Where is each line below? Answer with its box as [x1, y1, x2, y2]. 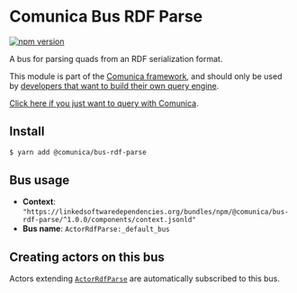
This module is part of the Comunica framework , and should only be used [9, 70, 283, 82]
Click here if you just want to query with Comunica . [9, 97, 200, 109]
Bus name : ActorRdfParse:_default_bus [22, 223, 171, 235]
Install [9, 124, 45, 139]
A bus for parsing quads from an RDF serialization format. [9, 53, 223, 64]
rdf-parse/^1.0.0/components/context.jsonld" [22, 216, 196, 225]
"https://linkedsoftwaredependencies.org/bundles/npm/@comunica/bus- [22, 208, 290, 217]
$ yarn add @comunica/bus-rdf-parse [9, 147, 147, 156]
